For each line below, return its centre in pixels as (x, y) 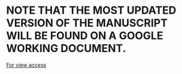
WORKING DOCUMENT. (66, 49)
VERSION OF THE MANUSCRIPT (87, 23)
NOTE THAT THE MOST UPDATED (91, 10)
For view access (26, 65)
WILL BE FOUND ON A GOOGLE (85, 36)
